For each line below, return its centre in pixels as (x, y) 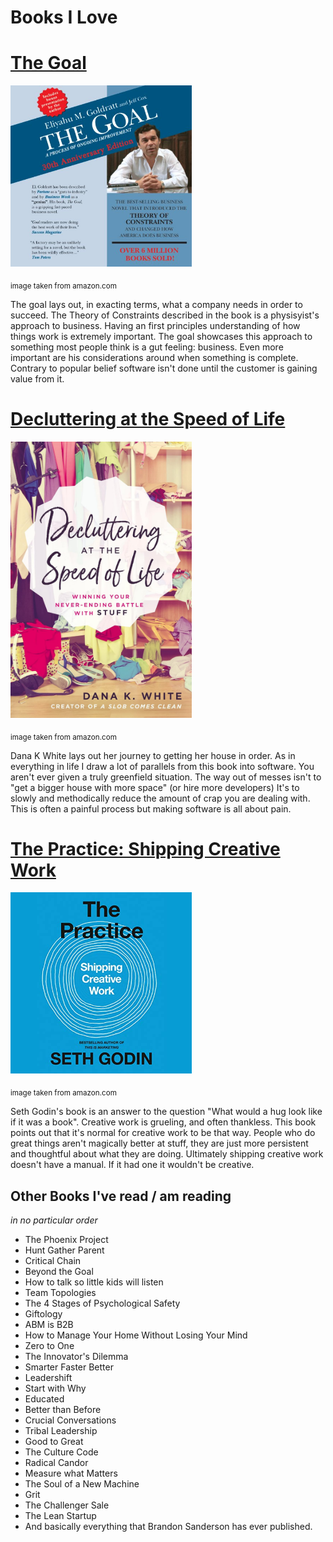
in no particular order (54, 1220)
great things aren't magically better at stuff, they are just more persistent (159, 1143)
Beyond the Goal (59, 1272)
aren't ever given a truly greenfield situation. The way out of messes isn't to (166, 777)
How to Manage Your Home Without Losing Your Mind (136, 1335)
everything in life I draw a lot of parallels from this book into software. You (162, 766)
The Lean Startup (60, 1516)
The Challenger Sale (67, 1505)
